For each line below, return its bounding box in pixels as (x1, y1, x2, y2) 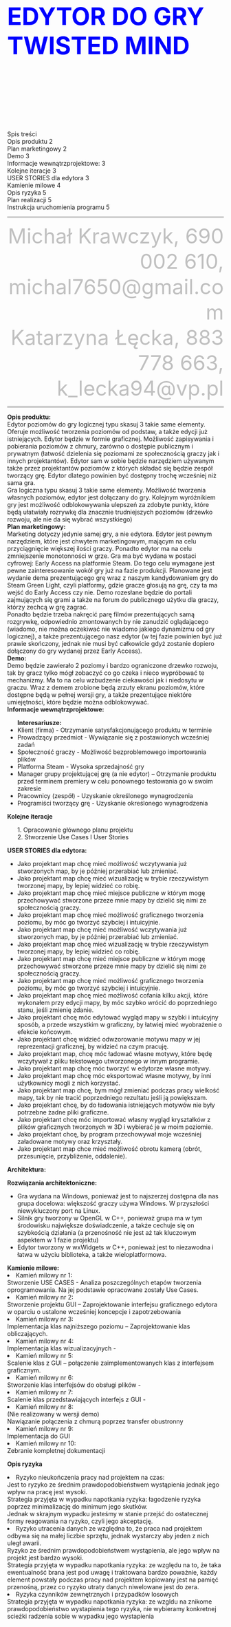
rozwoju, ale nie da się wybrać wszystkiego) (7, 515, 133, 524)
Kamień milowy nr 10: (16, 1439, 76, 1447)
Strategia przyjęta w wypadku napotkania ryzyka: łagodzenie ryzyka (7, 1495, 201, 1503)
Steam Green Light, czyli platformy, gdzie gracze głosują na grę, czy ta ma (7, 581, 218, 589)
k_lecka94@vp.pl (56, 375, 224, 401)
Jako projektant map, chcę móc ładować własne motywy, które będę (16, 1049, 212, 1057)
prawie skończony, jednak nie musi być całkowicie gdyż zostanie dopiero (7, 639, 214, 647)
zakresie (16, 784, 42, 793)
